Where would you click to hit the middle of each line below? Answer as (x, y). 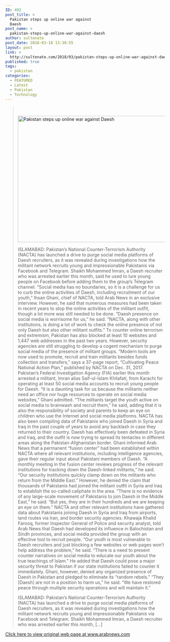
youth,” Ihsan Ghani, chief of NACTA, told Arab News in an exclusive (89, 298)
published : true (22, 62)
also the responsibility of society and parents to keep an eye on (84, 410)
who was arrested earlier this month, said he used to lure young (84, 277)
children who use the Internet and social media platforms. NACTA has (90, 416)
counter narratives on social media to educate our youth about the (87, 556)
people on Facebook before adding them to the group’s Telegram (85, 282)
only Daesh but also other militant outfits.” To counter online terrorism (90, 330)
